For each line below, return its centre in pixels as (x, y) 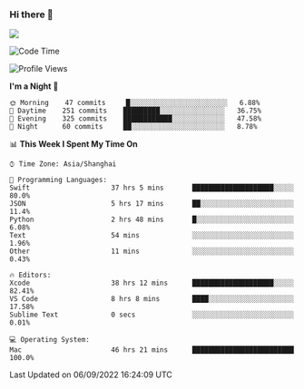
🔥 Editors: (30, 276)
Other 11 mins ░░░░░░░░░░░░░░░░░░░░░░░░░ (152, 252)
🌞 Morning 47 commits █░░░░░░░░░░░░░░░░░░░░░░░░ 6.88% (135, 103)
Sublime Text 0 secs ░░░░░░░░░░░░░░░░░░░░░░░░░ (152, 315)
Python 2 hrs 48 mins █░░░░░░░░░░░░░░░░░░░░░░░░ (152, 220)
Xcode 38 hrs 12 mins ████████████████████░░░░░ (152, 283)
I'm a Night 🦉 (34, 86)
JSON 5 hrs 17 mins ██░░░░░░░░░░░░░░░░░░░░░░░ (152, 204)
